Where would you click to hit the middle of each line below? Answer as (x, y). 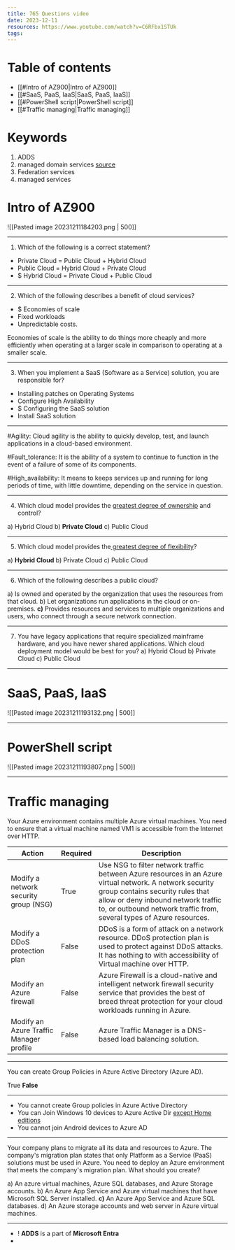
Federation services (46, 172)
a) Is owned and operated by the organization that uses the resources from (115, 594)
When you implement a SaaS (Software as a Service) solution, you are (118, 373)
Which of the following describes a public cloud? (88, 581)
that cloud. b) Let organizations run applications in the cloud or (98, 602)
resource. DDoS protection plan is (154, 937)
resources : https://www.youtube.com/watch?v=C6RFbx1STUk (92, 27)
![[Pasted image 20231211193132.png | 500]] (71, 713)
